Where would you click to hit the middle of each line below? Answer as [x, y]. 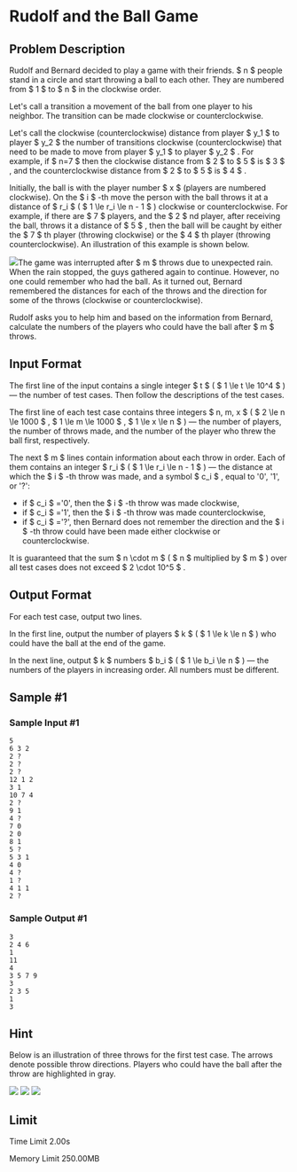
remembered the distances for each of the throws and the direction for [138, 291]
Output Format [51, 595]
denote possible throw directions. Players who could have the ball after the [145, 1065]
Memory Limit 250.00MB [55, 1159]
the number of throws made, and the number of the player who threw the [143, 431]
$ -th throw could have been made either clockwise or [121, 531]
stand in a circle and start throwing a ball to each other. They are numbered [147, 80]
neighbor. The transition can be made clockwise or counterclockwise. [137, 116]
